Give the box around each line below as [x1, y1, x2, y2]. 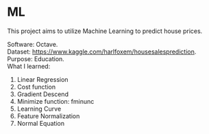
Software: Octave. [7, 40, 58, 48]
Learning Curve [16, 104, 62, 113]
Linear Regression [16, 75, 69, 83]
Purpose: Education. [7, 54, 65, 63]
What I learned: [7, 62, 51, 70]
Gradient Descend [16, 90, 69, 98]
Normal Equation [16, 119, 65, 127]
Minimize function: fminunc [16, 97, 95, 105]
